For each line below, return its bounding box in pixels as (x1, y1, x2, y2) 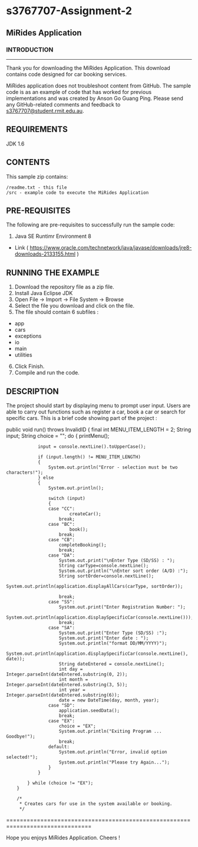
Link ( (14, 244, 29, 251)
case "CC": (48, 506, 75, 512)
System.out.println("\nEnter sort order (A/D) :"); (58, 568, 189, 574)
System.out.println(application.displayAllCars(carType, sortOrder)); (6, 583, 183, 589)
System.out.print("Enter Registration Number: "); (58, 604, 186, 610)
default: (48, 743, 70, 749)
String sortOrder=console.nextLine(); (58, 573, 154, 579)
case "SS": (48, 599, 75, 604)
